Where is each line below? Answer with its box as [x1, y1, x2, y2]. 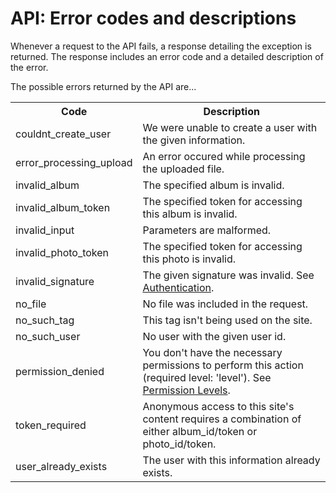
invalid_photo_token [15, 245, 110, 259]
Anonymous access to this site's [142, 399, 295, 413]
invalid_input [15, 223, 75, 237]
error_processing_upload [15, 155, 133, 169]
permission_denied [15, 364, 105, 378]
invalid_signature [15, 274, 95, 288]
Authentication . [142, 280, 215, 294]
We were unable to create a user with [142, 120, 318, 134]
